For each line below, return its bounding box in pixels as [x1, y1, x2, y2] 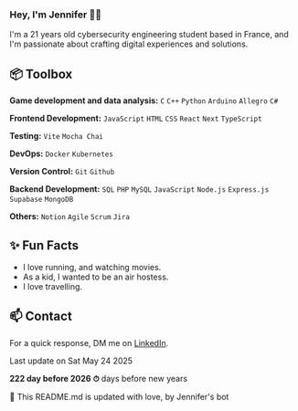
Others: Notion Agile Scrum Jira [9, 211, 131, 222]
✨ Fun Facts [9, 237, 80, 253]
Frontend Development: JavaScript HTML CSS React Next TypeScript [9, 113, 262, 124]
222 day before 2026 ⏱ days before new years [9, 373, 188, 384]
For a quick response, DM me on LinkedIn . [9, 337, 169, 348]
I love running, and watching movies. [22, 261, 162, 272]
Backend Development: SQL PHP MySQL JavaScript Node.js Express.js [9, 184, 270, 195]
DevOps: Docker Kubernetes [9, 148, 114, 159]
